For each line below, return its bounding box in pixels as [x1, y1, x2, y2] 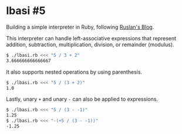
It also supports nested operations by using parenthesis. [6, 68, 143, 75]
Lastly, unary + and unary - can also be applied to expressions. [6, 95, 159, 103]
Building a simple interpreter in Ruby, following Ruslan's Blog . [6, 23, 154, 30]
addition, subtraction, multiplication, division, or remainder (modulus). [6, 41, 174, 48]
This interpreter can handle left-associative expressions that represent [6, 35, 177, 42]
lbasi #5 [6, 4, 46, 18]
